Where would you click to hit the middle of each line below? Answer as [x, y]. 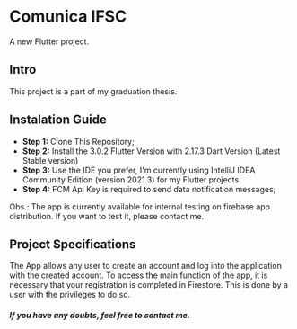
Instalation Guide [58, 120]
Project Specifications [73, 244]
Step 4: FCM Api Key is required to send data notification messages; [149, 189]
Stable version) [50, 160]
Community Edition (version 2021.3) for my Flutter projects [131, 179]
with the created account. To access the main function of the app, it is [139, 275]
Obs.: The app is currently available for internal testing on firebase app [140, 206]
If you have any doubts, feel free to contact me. [100, 315]
